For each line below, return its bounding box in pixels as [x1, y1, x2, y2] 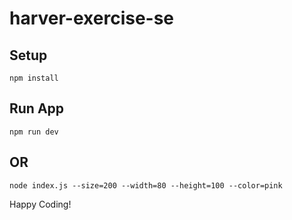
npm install [9, 73, 59, 83]
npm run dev [9, 127, 59, 137]
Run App [9, 100, 65, 117]
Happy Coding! [9, 198, 72, 210]
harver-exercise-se [9, 7, 175, 30]
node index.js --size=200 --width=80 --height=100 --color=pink [9, 180, 283, 191]
